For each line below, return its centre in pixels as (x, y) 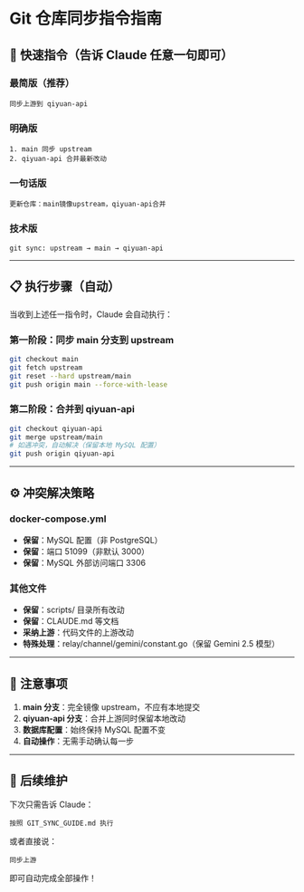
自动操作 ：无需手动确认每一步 (78, 741)
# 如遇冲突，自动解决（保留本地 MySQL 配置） (85, 446)
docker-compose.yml (58, 519)
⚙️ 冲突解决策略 (52, 493)
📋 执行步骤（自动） (65, 287)
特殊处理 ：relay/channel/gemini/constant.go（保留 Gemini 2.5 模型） (151, 644)
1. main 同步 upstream (51, 149)
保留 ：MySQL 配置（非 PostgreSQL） (92, 540)
